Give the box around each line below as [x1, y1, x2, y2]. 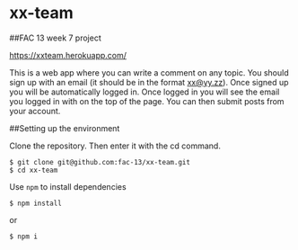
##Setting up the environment [9, 122, 120, 133]
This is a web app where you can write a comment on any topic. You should [9, 67, 289, 78]
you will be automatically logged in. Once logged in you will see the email [9, 86, 280, 97]
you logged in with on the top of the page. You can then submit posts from [9, 95, 285, 106]
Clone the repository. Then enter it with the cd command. [9, 140, 222, 151]
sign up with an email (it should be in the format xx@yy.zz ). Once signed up [9, 76, 289, 87]
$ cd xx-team [9, 165, 58, 174]
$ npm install [9, 199, 63, 208]
